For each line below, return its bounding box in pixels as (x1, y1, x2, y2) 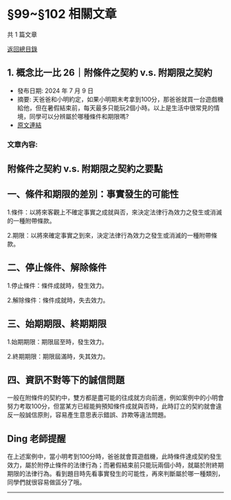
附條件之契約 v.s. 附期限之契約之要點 (7, 163, 163, 175)
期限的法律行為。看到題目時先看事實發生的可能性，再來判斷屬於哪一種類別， (7, 470, 224, 478)
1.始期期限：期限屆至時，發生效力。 (7, 337, 108, 345)
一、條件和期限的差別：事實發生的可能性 (7, 188, 179, 200)
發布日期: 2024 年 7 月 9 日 (16, 87, 94, 95)
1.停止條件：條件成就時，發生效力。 (7, 281, 108, 289)
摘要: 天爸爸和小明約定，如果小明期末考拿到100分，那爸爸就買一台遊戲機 (16, 95, 224, 103)
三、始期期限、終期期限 (7, 318, 107, 330)
